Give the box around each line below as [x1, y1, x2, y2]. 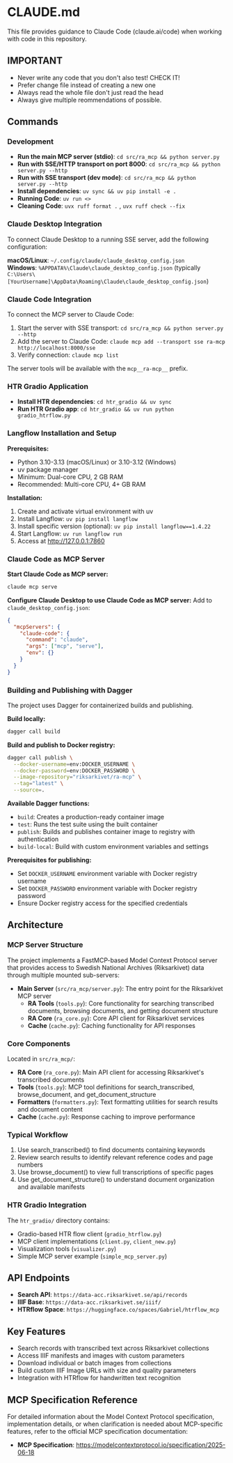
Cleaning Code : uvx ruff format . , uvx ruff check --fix [17, 202, 186, 210]
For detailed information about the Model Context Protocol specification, [7, 1413, 215, 1421]
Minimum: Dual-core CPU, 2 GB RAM [17, 472, 124, 481]
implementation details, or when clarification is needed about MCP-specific [7, 1420, 223, 1428]
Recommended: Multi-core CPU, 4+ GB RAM [17, 480, 146, 488]
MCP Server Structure [7, 940, 83, 950]
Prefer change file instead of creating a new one [17, 81, 156, 89]
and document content [17, 1105, 83, 1114]
